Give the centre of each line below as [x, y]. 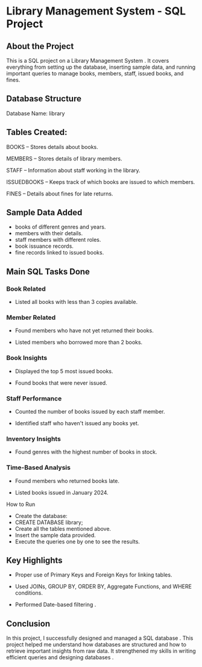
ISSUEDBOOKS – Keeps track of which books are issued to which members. [101, 182]
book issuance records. [44, 246]
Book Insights [27, 358]
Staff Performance [34, 398]
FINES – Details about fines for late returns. [60, 194]
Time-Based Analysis [39, 467]
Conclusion [28, 623]
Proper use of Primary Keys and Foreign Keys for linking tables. [93, 575]
